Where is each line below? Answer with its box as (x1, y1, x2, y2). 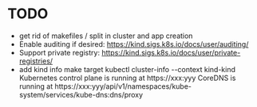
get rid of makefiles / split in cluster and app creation (18, 31, 193, 40)
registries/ (18, 56, 53, 66)
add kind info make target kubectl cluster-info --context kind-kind (18, 64, 236, 74)
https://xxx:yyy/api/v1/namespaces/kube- (54, 81, 192, 91)
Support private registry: (18, 48, 101, 57)
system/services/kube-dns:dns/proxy (18, 90, 144, 99)
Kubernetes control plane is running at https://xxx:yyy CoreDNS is (18, 73, 236, 82)
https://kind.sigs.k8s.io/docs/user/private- (101, 48, 241, 57)
